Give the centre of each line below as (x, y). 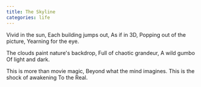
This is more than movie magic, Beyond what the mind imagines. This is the (101, 71)
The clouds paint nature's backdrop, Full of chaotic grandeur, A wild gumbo (101, 53)
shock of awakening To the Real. (47, 77)
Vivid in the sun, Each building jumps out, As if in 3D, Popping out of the (96, 34)
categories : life (28, 18)
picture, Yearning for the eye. (43, 41)
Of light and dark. (28, 59)
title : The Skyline (31, 12)
